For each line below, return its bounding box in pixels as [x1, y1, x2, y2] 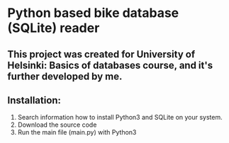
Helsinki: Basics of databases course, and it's [7, 59, 213, 71]
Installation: [7, 94, 62, 106]
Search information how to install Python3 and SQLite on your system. [17, 113, 223, 122]
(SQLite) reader [7, 20, 100, 36]
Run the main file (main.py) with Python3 [17, 128, 137, 137]
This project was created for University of [7, 48, 196, 60]
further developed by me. [7, 70, 123, 82]
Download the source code [17, 120, 97, 129]
